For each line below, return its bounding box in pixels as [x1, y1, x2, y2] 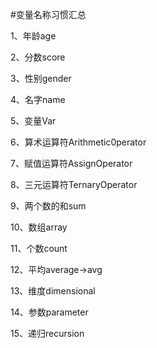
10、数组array [10, 221, 68, 233]
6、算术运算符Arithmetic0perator [10, 136, 147, 148]
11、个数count [10, 243, 68, 254]
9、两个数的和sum [10, 200, 87, 212]
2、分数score [10, 51, 66, 63]
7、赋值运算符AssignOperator [10, 158, 133, 169]
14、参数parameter [10, 306, 89, 318]
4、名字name [10, 94, 66, 105]
